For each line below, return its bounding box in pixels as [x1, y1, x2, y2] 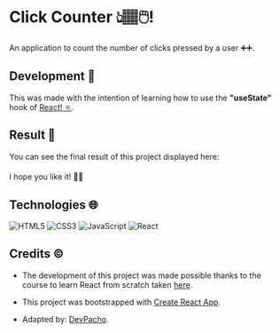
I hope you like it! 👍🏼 [9, 171, 84, 182]
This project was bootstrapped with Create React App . [21, 297, 222, 307]
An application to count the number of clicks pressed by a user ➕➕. [9, 42, 255, 53]
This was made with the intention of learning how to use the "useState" [9, 92, 272, 103]
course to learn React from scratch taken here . [21, 279, 193, 289]
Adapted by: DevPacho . [21, 313, 109, 324]
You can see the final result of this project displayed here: [9, 151, 220, 162]
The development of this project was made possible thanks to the [21, 270, 261, 281]
